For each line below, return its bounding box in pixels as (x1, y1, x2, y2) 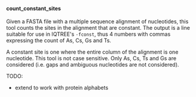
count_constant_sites (6, 5, 62, 12)
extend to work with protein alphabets (14, 84, 109, 92)
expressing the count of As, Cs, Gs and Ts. (6, 37, 112, 44)
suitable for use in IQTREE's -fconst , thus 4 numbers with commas (6, 30, 171, 38)
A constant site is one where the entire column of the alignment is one (6, 48, 179, 56)
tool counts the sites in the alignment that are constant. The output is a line (6, 24, 190, 32)
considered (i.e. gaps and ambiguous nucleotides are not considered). (6, 61, 179, 68)
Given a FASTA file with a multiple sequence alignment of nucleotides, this (6, 18, 189, 25)
